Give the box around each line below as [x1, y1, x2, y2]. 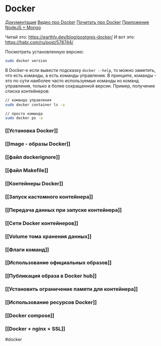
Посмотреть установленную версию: [5, 49, 84, 55]
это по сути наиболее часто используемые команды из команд [5, 77, 139, 84]
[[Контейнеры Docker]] [5, 180, 64, 187]
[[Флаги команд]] [5, 246, 49, 253]
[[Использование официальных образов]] [5, 259, 112, 266]
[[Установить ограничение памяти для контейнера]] [5, 286, 138, 293]
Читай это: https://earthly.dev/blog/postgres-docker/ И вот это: [5, 34, 135, 40]
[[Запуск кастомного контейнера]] [5, 193, 94, 200]
